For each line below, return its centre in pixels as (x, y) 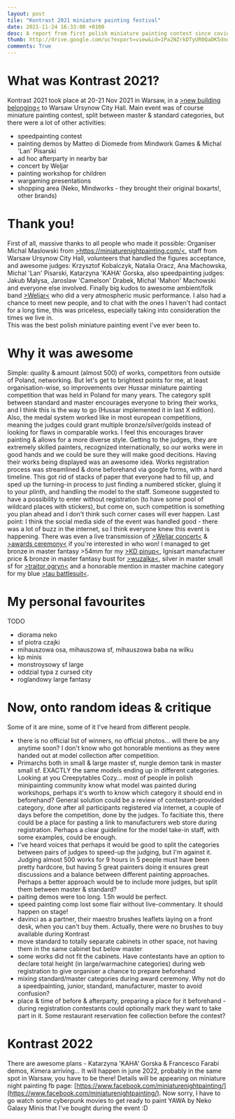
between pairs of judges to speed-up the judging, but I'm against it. (114, 852)
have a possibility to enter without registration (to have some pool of (106, 499)
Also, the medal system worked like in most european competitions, (105, 417)
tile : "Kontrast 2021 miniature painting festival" (84, 20)
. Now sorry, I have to (190, 1093)
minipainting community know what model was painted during (107, 785)
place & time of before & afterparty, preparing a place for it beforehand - (121, 1001)
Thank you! (41, 224)
